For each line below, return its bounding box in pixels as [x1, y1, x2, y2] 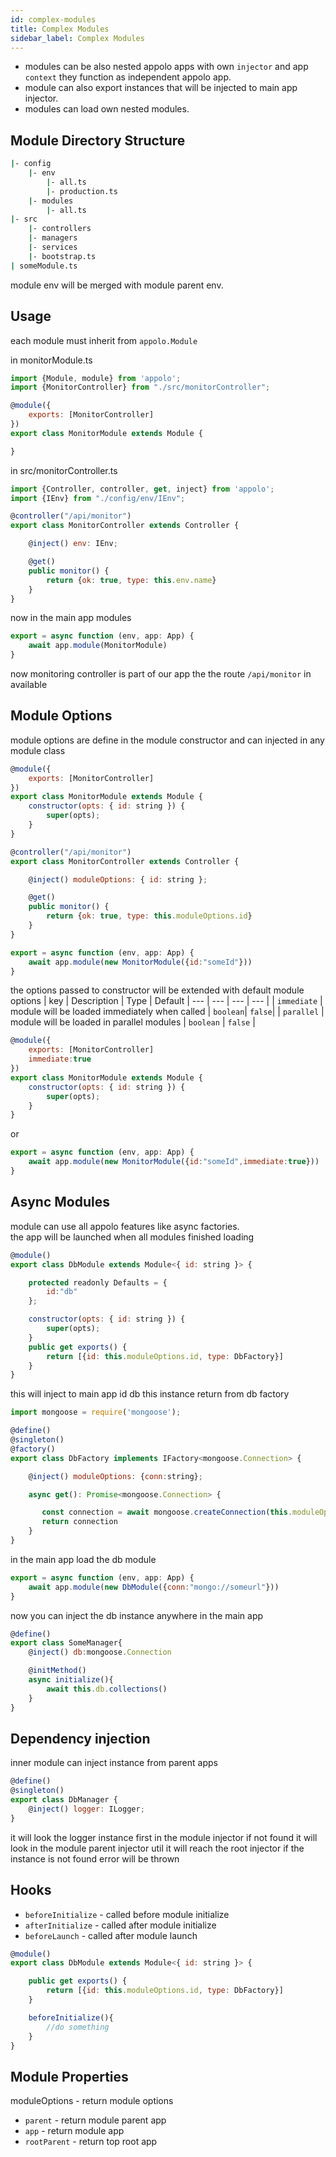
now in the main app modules [10, 612, 132, 624]
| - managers [28, 233, 78, 243]
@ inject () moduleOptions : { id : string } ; [28, 874, 208, 885]
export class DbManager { [10, 1795, 118, 1805]
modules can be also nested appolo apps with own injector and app [24, 61, 309, 73]
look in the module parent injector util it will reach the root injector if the [10, 1842, 305, 1854]
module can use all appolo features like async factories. [10, 1220, 240, 1232]
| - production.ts [46, 186, 118, 196]
